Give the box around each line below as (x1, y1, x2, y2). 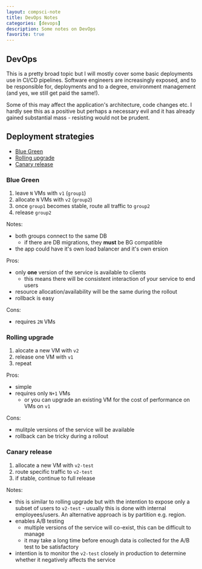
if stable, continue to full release (15, 474, 96, 482)
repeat (15, 360, 32, 367)
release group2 (15, 209, 51, 216)
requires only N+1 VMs (15, 389, 71, 397)
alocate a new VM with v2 (15, 347, 79, 354)
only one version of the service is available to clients (15, 269, 146, 276)
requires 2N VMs (15, 318, 56, 325)
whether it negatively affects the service (15, 556, 116, 563)
